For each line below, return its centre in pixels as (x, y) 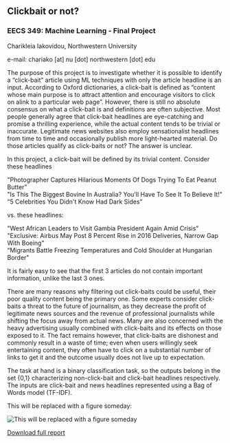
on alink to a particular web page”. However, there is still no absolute (104, 102)
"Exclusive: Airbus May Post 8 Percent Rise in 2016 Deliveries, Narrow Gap (113, 235)
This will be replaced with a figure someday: (70, 406)
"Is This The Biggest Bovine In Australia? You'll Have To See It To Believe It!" (115, 194)
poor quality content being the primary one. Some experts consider (102, 299)
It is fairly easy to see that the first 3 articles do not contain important (105, 270)
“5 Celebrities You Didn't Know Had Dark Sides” (75, 202)
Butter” (17, 187)
